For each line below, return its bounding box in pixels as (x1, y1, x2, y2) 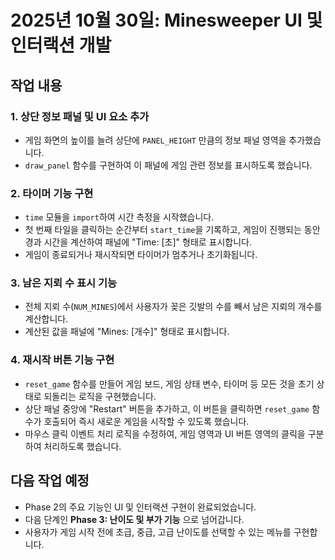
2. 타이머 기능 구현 (10, 186, 94, 200)
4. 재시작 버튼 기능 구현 (10, 353, 115, 367)
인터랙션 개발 (10, 34, 112, 57)
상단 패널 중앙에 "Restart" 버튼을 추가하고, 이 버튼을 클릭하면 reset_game (24, 402, 310, 415)
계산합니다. (24, 313, 69, 325)
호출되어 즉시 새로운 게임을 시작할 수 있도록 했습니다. (43, 415, 250, 427)
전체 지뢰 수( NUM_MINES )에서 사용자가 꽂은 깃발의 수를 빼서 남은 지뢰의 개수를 (24, 301, 323, 313)
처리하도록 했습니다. (43, 440, 122, 452)
